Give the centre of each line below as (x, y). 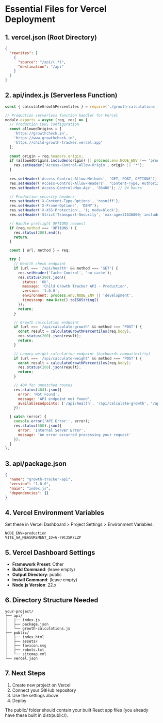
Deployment (30, 19)
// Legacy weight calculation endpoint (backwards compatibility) (82, 354)
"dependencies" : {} (29, 493)
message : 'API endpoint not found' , (55, 399)
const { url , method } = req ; (40, 250)
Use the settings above (35, 695)
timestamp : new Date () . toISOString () (60, 300)
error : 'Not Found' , (39, 394)
